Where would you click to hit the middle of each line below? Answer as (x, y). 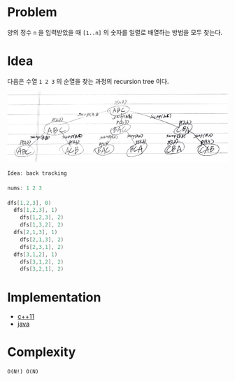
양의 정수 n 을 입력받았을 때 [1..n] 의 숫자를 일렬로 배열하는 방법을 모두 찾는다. (115, 32)
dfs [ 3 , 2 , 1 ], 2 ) (42, 269)
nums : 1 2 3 (24, 188)
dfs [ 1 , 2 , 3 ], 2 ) (42, 217)
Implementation (54, 297)
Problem (32, 12)
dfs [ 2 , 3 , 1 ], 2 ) (42, 247)
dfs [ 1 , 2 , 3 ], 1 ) (36, 210)
